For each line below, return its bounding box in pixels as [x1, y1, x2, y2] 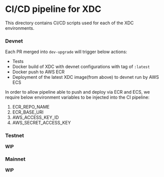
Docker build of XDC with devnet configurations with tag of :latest [12, 63, 150, 70]
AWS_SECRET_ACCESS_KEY [12, 120, 71, 126]
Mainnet [5, 156, 26, 163]
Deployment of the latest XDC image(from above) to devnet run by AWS [12, 74, 160, 80]
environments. [5, 25, 35, 31]
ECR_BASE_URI [12, 109, 44, 115]
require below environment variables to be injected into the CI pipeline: [5, 94, 150, 100]
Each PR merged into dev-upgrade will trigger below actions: [5, 49, 127, 55]
